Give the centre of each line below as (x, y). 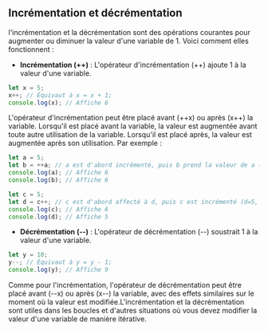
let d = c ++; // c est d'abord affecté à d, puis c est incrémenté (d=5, (134, 202)
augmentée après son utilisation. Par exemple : (85, 143)
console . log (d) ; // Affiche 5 (59, 217)
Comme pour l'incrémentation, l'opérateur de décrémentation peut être (125, 285)
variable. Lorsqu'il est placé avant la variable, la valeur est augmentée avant (133, 126)
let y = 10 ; (28, 255)
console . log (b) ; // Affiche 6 (59, 180)
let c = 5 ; (26, 194)
